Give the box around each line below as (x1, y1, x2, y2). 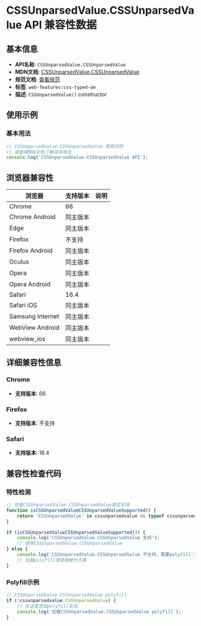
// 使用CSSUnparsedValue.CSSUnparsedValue (17, 540, 123, 546)
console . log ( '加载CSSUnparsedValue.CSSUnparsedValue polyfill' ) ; (17, 609, 181, 615)
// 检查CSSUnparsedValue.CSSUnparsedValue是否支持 (6, 502, 130, 508)
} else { (6, 546, 28, 552)
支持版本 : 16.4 (14, 449, 50, 457)
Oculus (9, 258, 29, 266)
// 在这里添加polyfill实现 (17, 603, 78, 609)
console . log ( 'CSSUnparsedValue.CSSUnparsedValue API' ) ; (6, 154, 148, 160)
